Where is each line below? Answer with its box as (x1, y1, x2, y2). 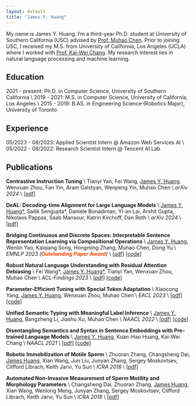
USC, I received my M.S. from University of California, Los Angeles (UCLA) (6, 42, 186, 50)
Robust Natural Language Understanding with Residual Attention (6, 262, 167, 269)
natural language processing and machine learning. (6, 55, 130, 62)
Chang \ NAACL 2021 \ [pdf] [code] (6, 339, 91, 346)
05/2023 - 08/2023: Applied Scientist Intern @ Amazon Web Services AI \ (6, 139, 184, 146)
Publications (6, 162, 53, 172)
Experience (6, 123, 49, 133)
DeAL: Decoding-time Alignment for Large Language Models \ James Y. (6, 201, 183, 208)
